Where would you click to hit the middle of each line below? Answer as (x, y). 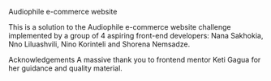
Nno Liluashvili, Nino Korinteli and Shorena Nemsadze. (99, 44)
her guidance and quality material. (66, 68)
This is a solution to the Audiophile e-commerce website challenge (120, 27)
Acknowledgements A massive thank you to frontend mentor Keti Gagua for (135, 60)
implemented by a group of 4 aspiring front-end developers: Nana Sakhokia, (136, 36)
